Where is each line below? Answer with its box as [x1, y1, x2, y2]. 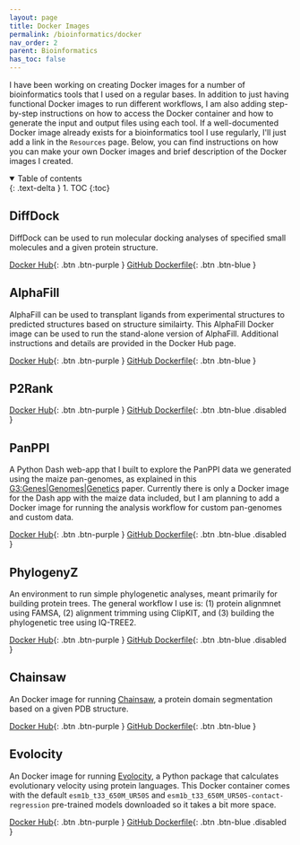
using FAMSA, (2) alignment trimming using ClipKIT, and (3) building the [9, 607, 275, 619]
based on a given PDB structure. [9, 703, 129, 714]
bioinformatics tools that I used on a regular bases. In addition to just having [9, 89, 289, 100]
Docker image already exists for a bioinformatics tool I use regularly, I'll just [9, 127, 287, 137]
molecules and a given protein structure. [9, 241, 159, 252]
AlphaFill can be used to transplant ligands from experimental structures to [9, 309, 285, 319]
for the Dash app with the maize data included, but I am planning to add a [9, 492, 280, 503]
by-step [9, 109, 39, 118]
